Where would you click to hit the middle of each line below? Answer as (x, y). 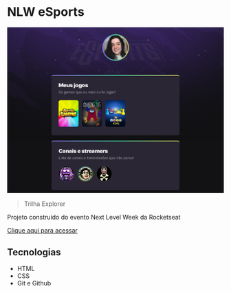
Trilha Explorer (45, 204)
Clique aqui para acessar (42, 231)
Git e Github (34, 283)
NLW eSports (46, 12)
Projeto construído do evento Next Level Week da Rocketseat (94, 218)
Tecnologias (34, 252)
